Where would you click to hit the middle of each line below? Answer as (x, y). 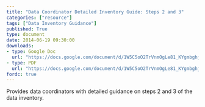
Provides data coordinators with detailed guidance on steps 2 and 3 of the (99, 91)
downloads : (20, 46)
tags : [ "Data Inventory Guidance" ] (52, 23)
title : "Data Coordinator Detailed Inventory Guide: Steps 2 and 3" (95, 12)
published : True (27, 29)
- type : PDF (21, 63)
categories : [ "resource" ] (39, 18)
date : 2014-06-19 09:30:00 (41, 40)
